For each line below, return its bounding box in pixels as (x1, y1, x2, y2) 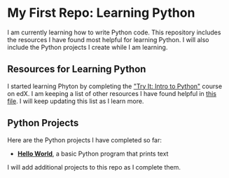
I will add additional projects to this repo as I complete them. (7, 163, 181, 171)
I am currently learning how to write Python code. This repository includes (7, 28, 221, 36)
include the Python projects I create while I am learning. (7, 43, 168, 51)
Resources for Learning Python (7, 63, 146, 75)
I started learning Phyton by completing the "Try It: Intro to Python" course (7, 82, 223, 90)
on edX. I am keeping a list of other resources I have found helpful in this (7, 89, 217, 97)
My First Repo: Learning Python (7, 5, 195, 21)
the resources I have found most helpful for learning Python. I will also (7, 35, 209, 43)
